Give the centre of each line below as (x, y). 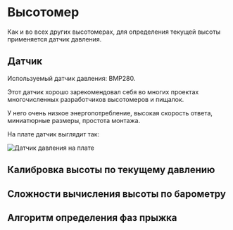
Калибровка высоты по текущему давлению (111, 170)
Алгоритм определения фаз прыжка (92, 218)
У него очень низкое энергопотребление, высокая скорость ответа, (110, 113)
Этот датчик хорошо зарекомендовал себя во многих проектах (103, 91)
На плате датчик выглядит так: (53, 134)
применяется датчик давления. (55, 39)
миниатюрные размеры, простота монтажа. (74, 120)
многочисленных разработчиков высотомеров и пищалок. (96, 99)
